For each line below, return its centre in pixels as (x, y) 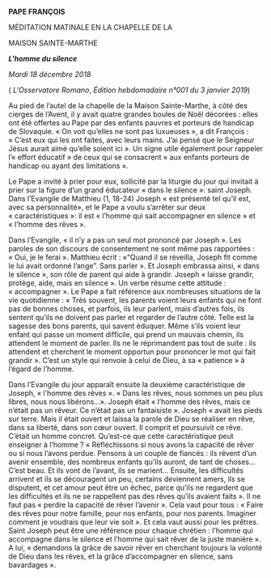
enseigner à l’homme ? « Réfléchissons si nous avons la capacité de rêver (131, 445)
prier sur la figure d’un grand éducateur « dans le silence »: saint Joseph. (130, 190)
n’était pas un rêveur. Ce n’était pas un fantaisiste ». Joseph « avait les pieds (135, 410)
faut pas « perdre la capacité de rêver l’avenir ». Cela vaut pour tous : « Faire (136, 505)
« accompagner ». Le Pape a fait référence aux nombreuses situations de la (135, 291)
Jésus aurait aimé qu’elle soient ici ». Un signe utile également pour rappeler (135, 148)
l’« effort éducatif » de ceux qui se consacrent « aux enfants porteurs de (129, 157)
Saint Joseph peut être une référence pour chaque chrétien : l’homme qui (131, 530)
